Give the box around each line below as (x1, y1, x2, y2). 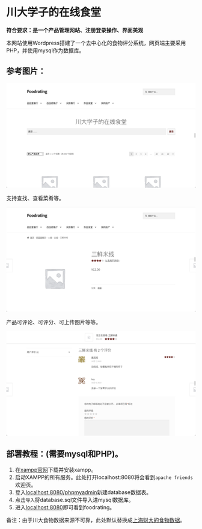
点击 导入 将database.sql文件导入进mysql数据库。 (14, 496, 134, 503)
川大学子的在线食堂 (6, 5, 102, 19)
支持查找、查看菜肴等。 (6, 194, 64, 201)
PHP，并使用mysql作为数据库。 (6, 46, 85, 54)
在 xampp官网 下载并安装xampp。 (14, 466, 97, 473)
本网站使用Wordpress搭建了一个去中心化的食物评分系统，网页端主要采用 (6, 39, 186, 46)
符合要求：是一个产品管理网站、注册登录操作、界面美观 (6, 26, 143, 34)
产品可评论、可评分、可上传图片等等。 (6, 318, 101, 325)
